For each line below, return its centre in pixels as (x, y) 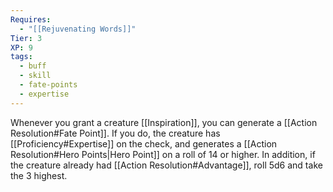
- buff (33, 66)
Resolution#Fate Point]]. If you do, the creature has (115, 133)
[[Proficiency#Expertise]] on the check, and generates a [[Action (144, 143)
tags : (21, 57)
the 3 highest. (39, 175)
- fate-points (48, 85)
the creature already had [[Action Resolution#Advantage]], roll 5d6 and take (166, 165)
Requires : (31, 19)
